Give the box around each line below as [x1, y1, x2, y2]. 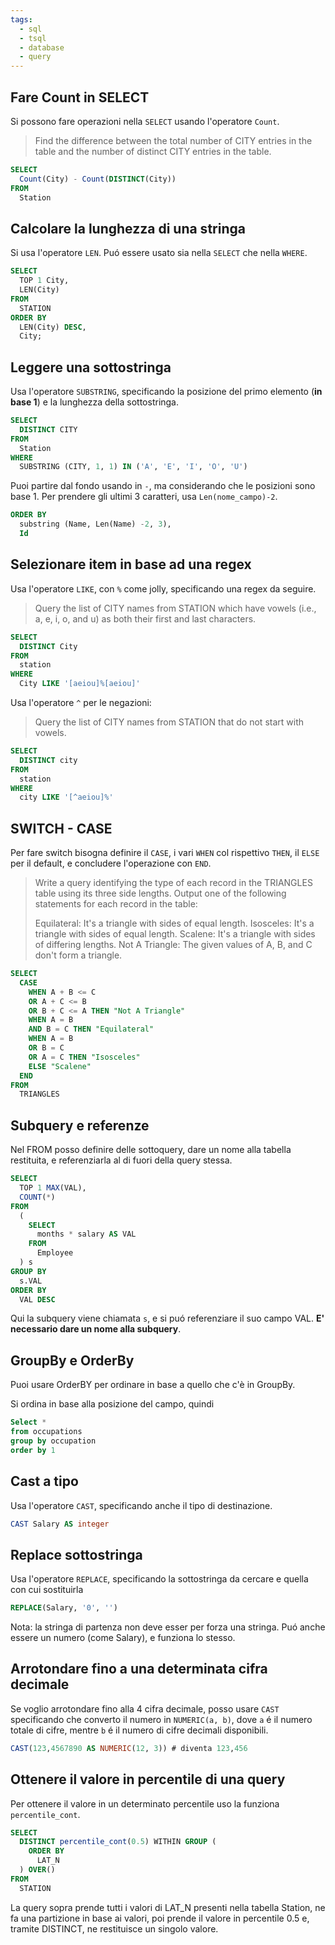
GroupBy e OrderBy [10, 1352, 135, 1369]
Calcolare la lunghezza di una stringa [10, 220, 246, 237]
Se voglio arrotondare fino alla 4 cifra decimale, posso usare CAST [10, 1702, 280, 1715]
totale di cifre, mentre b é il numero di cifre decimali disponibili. [10, 1724, 269, 1736]
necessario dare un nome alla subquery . [10, 1323, 182, 1335]
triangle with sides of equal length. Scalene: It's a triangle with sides [34, 928, 316, 940]
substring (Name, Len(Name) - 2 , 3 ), [19, 519, 172, 530]
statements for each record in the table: [34, 898, 198, 910]
